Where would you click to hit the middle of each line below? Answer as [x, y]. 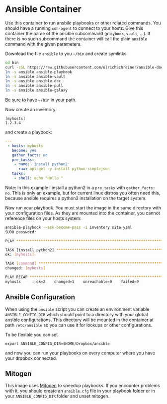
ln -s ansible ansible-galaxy [37, 90]
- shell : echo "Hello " [39, 178]
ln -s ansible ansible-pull [34, 86]
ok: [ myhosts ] [20, 255]
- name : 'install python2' [42, 164]
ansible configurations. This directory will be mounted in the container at [80, 320]
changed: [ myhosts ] [25, 268]
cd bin [12, 63]
